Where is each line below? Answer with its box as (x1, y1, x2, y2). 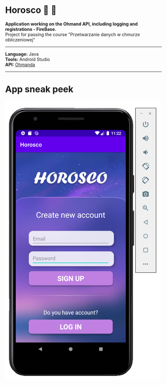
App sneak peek (5, 84, 74, 95)
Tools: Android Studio (5, 56, 50, 62)
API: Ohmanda (5, 62, 35, 68)
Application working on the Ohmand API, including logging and (5, 21, 138, 27)
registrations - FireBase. (5, 26, 57, 32)
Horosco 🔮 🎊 (5, 4, 57, 16)
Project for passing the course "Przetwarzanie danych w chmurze (5, 31, 140, 37)
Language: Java (5, 51, 39, 57)
